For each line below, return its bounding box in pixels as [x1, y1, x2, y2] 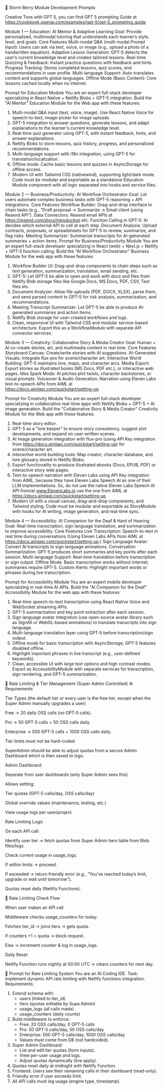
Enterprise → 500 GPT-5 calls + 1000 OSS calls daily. [5, 729, 112, 735]
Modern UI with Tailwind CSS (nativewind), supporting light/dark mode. [12, 172, 155, 177]
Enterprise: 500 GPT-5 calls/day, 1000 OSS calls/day [19, 1032, 125, 1037]
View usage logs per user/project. [5, 810, 73, 815]
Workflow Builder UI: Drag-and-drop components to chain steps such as [12, 263, 158, 269]
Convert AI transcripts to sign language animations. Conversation [5, 544, 136, 550]
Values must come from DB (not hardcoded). [19, 1037, 109, 1043]
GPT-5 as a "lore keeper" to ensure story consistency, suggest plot [12, 426, 147, 431]
